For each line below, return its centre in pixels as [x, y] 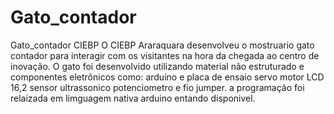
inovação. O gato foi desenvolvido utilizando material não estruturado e [157, 66]
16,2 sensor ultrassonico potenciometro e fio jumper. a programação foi [157, 87]
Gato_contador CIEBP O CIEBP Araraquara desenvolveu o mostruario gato [162, 45]
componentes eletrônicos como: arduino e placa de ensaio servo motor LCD [167, 77]
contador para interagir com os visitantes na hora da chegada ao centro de [165, 55]
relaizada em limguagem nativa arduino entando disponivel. [133, 98]
